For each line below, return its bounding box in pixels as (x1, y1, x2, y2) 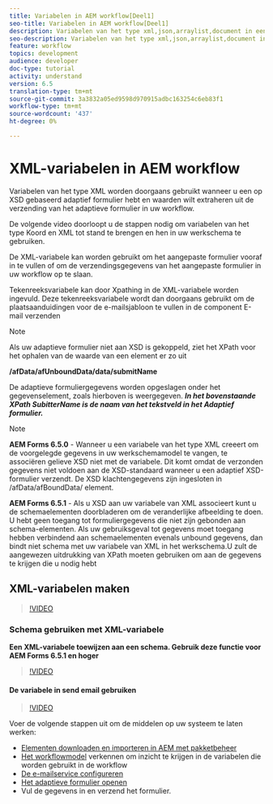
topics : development (9, 49, 79, 58)
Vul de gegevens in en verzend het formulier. (20, 786, 172, 796)
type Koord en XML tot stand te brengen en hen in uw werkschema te (9, 228, 241, 237)
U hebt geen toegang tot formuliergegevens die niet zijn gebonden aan (9, 515, 246, 525)
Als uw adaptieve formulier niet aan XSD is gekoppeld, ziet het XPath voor (9, 342, 256, 352)
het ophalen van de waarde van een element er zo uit (9, 350, 187, 361)
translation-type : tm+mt (9, 87, 93, 96)
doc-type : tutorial (9, 65, 75, 73)
